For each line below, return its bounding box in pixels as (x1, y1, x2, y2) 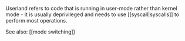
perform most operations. (5, 17, 68, 24)
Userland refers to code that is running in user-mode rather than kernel (5, 5, 177, 12)
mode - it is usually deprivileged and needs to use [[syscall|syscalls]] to (5, 11, 180, 18)
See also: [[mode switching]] (5, 28, 76, 35)
